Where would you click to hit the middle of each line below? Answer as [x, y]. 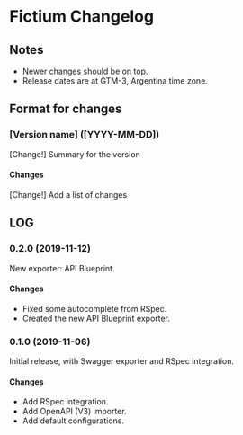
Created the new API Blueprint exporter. [96, 318]
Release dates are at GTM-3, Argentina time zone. [115, 81]
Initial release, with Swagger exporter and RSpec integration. [122, 361]
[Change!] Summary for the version [75, 154]
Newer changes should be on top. [85, 71]
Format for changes [66, 109]
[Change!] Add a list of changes [68, 194]
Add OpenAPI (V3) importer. [75, 412]
